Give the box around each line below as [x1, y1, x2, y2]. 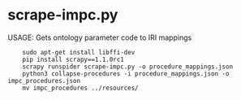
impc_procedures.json [7, 76, 81, 85]
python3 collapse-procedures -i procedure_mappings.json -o [22, 69, 230, 78]
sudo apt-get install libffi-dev [22, 48, 136, 56]
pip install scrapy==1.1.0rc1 [22, 55, 125, 63]
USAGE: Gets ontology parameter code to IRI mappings [7, 33, 192, 42]
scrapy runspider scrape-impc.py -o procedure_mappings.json [22, 63, 233, 71]
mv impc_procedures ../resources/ [22, 84, 139, 92]
